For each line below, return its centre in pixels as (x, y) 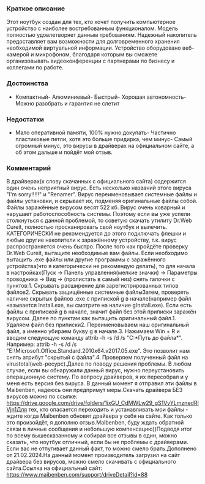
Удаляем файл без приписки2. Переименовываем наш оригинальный (98, 325)
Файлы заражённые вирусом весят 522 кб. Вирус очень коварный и (96, 207)
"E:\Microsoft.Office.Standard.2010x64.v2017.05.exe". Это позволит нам (98, 351)
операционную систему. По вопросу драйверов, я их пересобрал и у (97, 377)
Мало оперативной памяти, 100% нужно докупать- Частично (95, 133)
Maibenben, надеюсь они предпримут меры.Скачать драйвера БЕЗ (95, 390)
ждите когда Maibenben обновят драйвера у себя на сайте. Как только (99, 416)
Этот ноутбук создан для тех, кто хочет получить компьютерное (91, 22)
